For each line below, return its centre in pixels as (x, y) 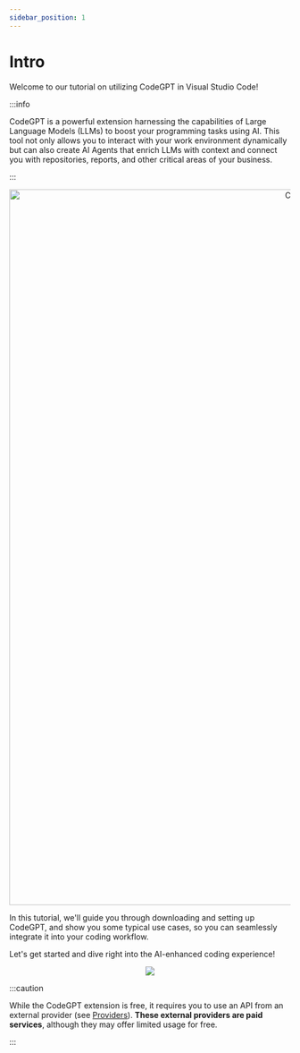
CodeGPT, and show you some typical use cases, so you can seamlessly (143, 927)
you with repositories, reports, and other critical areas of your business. (141, 159)
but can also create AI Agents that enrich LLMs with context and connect (143, 149)
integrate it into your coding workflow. (79, 937)
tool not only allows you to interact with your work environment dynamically (148, 140)
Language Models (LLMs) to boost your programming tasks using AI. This (145, 131)
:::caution (27, 988)
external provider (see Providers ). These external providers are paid (136, 1015)
